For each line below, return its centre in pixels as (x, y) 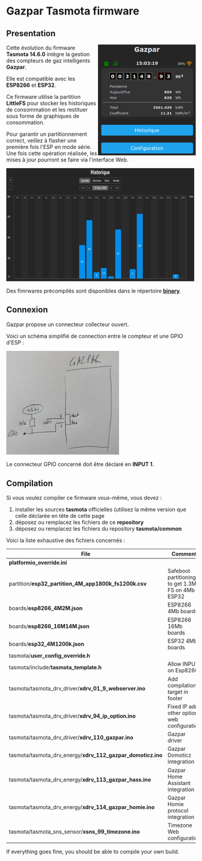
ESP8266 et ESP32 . (31, 85)
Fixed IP (177, 706)
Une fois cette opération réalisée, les (52, 153)
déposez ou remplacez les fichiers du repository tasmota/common (98, 529)
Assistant (179, 783)
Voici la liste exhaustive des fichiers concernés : (66, 540)
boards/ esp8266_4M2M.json (46, 608)
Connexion (27, 310)
